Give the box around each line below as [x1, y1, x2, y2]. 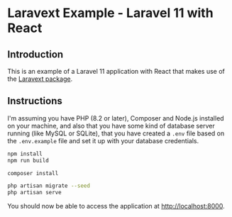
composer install [7, 169, 59, 177]
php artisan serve [7, 189, 62, 196]
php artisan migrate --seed [7, 182, 91, 189]
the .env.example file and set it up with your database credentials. [7, 136, 199, 145]
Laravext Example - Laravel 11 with [7, 5, 214, 21]
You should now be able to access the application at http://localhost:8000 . [7, 202, 225, 211]
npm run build [7, 157, 50, 164]
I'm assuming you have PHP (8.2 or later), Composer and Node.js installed [7, 113, 225, 122]
